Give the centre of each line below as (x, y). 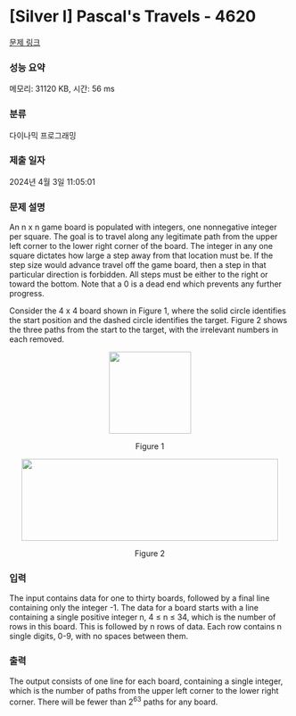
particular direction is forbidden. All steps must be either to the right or (139, 275)
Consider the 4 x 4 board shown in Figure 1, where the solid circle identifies (148, 311)
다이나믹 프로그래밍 (43, 135)
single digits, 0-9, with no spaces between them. (99, 637)
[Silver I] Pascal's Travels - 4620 (133, 17)
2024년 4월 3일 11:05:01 (52, 181)
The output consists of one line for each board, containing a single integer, (146, 681)
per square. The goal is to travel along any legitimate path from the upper (144, 237)
